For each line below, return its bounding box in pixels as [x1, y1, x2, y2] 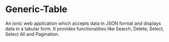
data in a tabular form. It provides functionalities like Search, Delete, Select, [5, 25, 164, 31]
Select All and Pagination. [5, 31, 59, 37]
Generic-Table [5, 4, 68, 15]
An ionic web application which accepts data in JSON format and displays [5, 20, 161, 26]
